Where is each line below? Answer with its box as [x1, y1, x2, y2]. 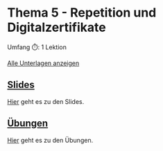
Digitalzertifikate [7, 19, 106, 35]
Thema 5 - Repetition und [7, 5, 157, 21]
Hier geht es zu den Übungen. [7, 136, 94, 144]
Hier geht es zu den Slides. [7, 97, 85, 105]
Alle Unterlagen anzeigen [7, 59, 80, 67]
